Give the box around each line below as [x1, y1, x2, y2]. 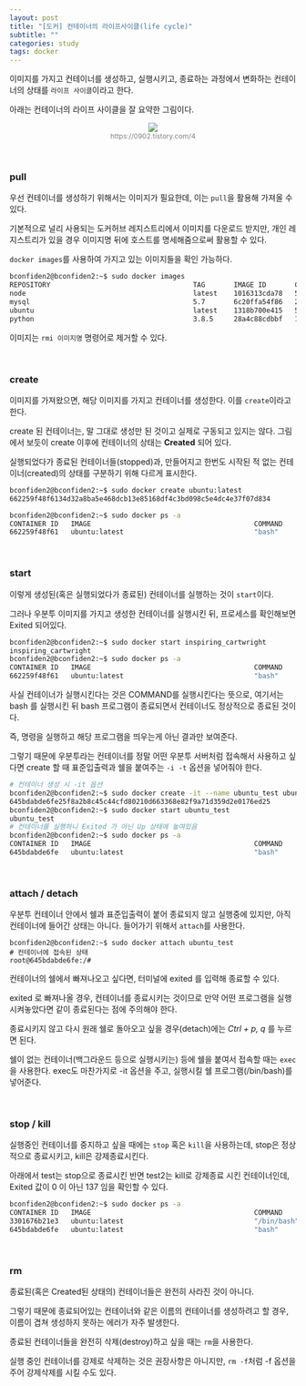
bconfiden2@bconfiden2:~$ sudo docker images [9, 272, 185, 281]
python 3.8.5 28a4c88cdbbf [9, 314, 283, 323]
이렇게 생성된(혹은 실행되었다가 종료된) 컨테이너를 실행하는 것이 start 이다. [9, 588, 275, 599]
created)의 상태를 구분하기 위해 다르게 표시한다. [26, 467, 198, 478]
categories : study [9, 38, 79, 48]
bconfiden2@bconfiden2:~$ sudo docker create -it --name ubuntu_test [9, 789, 280, 798]
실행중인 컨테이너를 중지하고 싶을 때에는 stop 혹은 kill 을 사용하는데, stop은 [9, 1139, 280, 1150]
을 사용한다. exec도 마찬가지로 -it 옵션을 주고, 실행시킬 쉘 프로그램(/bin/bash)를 [9, 1065, 293, 1076]
